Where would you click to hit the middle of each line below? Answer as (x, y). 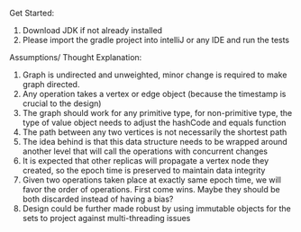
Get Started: (32, 13)
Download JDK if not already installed (92, 30)
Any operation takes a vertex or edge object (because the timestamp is (154, 94)
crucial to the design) (62, 103)
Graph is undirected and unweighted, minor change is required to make (155, 75)
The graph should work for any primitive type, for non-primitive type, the (157, 113)
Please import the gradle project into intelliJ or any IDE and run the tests (156, 40)
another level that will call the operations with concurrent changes (145, 151)
